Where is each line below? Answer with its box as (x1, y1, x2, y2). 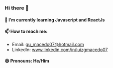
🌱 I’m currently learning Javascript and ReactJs (4, 17, 105, 23)
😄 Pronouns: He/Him (4, 58, 49, 64)
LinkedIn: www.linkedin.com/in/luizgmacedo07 (11, 47, 108, 53)
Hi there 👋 (4, 4, 29, 11)
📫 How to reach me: (4, 28, 48, 34)
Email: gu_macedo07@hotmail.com (11, 41, 84, 47)
